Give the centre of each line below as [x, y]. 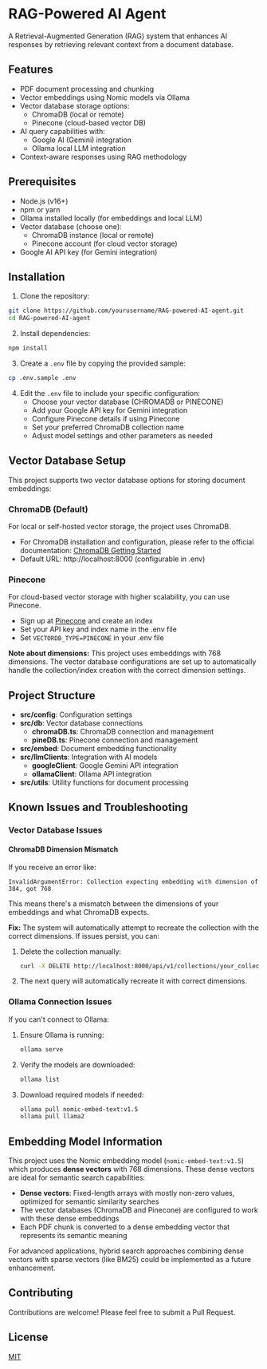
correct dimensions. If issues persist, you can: [84, 936]
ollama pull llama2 [52, 1117]
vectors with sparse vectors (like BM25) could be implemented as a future [130, 1260]
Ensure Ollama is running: [62, 1035]
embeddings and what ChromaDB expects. [79, 912]
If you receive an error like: [53, 867]
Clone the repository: [55, 296]
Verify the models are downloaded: [77, 1064]
